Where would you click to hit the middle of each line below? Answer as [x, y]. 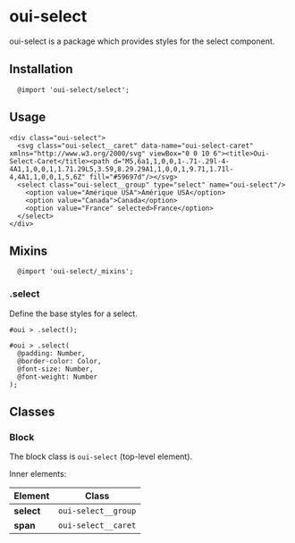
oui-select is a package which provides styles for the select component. [142, 41]
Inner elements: [38, 474]
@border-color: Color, [59, 361]
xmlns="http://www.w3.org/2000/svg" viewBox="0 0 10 [110, 154]
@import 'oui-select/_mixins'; [76, 271]
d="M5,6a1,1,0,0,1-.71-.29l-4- [171, 161]
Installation [41, 69]
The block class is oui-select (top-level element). [101, 456]
